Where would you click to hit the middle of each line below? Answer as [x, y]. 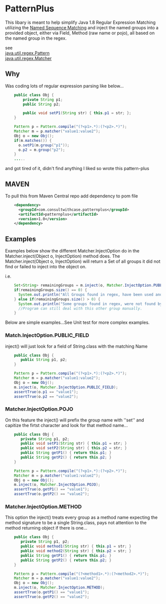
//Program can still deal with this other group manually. [80, 308]
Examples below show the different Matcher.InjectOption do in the [72, 251]
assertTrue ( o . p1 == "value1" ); [46, 392]
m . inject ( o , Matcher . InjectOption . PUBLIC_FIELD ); [66, 387]
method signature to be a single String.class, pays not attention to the [76, 523]
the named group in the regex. [36, 38]
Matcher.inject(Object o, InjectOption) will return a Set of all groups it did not [83, 261]
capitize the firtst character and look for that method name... [66, 425]
